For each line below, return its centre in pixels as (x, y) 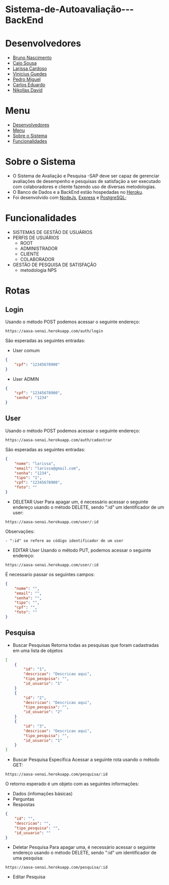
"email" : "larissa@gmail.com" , (47, 468)
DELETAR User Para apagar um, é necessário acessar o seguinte (80, 502)
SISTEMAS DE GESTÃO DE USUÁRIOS (53, 232)
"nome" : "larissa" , (35, 463)
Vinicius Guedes (30, 74)
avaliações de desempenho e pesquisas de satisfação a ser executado (87, 181)
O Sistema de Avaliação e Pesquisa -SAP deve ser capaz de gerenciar (86, 176)
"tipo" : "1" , (28, 478)
